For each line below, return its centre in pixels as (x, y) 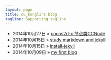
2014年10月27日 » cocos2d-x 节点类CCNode (59, 34)
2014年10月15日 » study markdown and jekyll (59, 40)
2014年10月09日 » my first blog (45, 52)
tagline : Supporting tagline (36, 19)
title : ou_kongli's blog (31, 14)
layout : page (19, 10)
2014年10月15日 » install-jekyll (44, 46)
